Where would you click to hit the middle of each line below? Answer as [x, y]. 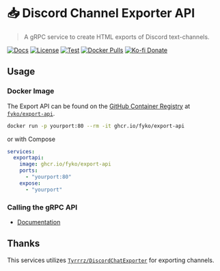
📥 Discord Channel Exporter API [101, 13]
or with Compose [31, 139]
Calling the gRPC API [42, 207]
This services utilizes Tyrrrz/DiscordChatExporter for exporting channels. [111, 260]
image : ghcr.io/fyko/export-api [65, 164]
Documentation [39, 222]
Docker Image [31, 91]
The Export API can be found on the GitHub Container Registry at [99, 106]
